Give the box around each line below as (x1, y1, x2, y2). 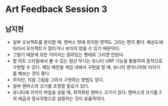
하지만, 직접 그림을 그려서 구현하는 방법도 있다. (12, 77, 104, 82)
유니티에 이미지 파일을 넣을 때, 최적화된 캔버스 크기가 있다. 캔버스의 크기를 (12, 89, 158, 95)
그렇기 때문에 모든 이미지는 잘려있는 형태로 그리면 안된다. (12, 52, 125, 57)
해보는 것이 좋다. (18, 70, 50, 76)
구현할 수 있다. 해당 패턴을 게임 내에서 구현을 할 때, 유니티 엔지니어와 (12, 64, 147, 70)
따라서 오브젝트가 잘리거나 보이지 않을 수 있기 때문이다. (12, 45, 121, 51)
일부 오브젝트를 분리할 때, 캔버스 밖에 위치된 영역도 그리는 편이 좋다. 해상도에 (12, 39, 163, 45)
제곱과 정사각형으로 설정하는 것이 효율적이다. (18, 95, 106, 101)
